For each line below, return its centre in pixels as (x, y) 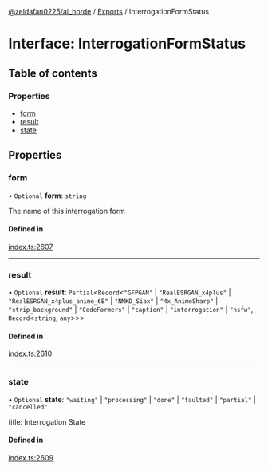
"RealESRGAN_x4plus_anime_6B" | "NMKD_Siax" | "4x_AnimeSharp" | (113, 301)
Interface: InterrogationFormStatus (127, 44)
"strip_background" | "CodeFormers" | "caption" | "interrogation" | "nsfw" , (131, 310)
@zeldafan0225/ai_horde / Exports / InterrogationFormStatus (109, 12)
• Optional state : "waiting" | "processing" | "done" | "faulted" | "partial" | (132, 399)
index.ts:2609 (31, 457)
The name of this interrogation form (67, 211)
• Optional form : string (47, 196)
